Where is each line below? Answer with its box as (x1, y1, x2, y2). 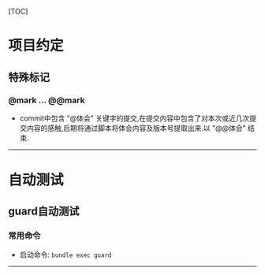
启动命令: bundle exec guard (19, 250, 112, 259)
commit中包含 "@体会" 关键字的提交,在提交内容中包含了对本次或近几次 (19, 113, 250, 123)
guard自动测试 (8, 205, 80, 218)
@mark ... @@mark (8, 95, 85, 106)
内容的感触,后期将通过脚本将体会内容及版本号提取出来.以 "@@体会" (26, 123, 246, 132)
